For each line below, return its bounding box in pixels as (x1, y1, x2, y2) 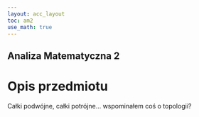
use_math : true (7, 23, 53, 30)
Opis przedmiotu (7, 78, 108, 94)
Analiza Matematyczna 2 (7, 50, 120, 62)
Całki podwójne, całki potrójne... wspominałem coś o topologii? (7, 101, 192, 110)
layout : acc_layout (7, 10, 65, 18)
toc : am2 (7, 17, 33, 24)
